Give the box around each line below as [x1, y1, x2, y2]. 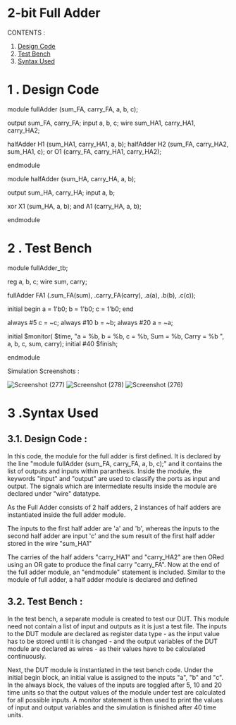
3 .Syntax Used [7, 406, 99, 421]
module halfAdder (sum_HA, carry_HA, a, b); [7, 174, 136, 183]
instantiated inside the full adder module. [7, 510, 126, 519]
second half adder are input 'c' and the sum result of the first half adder [7, 531, 216, 540]
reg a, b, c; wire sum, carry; [7, 277, 88, 286]
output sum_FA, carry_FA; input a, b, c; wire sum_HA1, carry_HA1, [7, 118, 196, 127]
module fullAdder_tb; [7, 263, 68, 272]
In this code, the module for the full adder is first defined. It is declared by [7, 451, 221, 460]
